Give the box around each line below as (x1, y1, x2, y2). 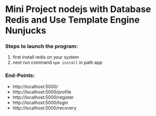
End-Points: (5, 72, 35, 79)
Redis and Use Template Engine (5, 14, 140, 26)
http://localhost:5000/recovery (12, 104, 77, 111)
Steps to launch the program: (5, 43, 78, 50)
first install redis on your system (12, 54, 79, 60)
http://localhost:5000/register (12, 94, 74, 100)
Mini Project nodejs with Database (5, 4, 151, 15)
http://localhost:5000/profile (12, 89, 71, 95)
